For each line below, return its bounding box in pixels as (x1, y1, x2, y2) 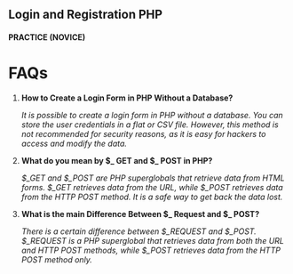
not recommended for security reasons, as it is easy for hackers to (20, 128, 266, 139)
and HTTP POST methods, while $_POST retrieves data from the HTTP (20, 245, 281, 255)
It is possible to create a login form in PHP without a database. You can (20, 109, 283, 120)
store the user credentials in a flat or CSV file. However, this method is (20, 119, 279, 130)
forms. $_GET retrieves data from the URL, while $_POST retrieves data (20, 181, 283, 192)
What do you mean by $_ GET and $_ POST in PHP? (20, 155, 213, 165)
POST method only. (20, 254, 92, 265)
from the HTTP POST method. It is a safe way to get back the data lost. (20, 191, 283, 202)
